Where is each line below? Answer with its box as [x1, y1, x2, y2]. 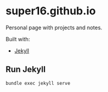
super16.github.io [5, 4, 96, 18]
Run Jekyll [5, 65, 46, 75]
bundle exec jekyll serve [5, 80, 70, 86]
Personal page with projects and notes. [5, 24, 103, 31]
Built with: [5, 35, 31, 42]
